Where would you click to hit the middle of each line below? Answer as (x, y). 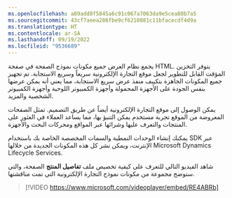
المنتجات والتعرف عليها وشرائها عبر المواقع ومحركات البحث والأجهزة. (98, 124)
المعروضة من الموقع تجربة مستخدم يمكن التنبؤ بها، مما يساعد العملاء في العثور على (116, 117)
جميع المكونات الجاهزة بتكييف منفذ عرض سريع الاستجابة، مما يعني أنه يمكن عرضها (115, 81)
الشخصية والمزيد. (31, 96)
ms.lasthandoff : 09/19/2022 (49, 40)
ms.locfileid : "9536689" (44, 46)
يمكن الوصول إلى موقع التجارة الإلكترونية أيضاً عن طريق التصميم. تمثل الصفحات (112, 109)
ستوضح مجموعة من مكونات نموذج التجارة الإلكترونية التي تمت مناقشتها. (101, 174)
